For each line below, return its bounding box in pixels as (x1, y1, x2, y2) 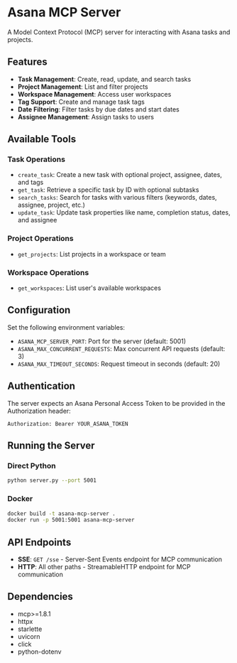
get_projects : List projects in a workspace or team (17, 249, 166, 258)
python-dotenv (17, 647, 62, 656)
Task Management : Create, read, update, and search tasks (17, 75, 192, 83)
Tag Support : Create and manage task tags (17, 97, 145, 106)
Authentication (7, 380, 76, 392)
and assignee (17, 216, 57, 225)
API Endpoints (7, 536, 72, 548)
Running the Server (7, 440, 95, 452)
